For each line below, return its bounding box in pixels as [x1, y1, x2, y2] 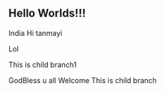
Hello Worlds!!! [8, 7, 86, 20]
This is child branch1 [8, 59, 77, 69]
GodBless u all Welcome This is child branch [8, 75, 157, 85]
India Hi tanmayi [8, 28, 63, 37]
